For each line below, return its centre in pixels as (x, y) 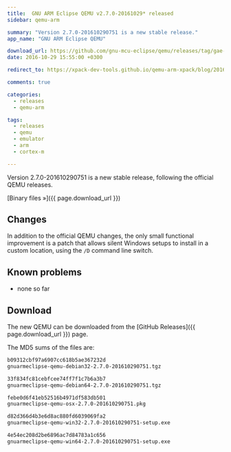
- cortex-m (29, 152)
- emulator (29, 139)
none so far (33, 289)
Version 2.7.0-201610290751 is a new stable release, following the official (110, 177)
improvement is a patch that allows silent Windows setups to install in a (108, 243)
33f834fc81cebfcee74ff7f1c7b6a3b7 (57, 378)
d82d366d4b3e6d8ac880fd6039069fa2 (57, 416)
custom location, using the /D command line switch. (80, 251)
